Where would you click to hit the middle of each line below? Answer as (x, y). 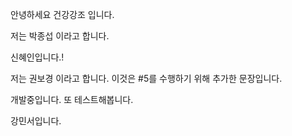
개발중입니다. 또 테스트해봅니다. (72, 99)
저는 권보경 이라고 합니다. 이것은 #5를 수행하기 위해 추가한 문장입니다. (146, 78)
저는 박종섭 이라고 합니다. (60, 36)
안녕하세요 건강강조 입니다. (62, 14)
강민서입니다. (36, 121)
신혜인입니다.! (37, 57)
